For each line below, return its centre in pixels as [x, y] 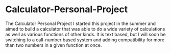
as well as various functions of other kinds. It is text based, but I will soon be [86, 34]
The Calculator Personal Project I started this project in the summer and [81, 23]
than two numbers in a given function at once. [54, 45]
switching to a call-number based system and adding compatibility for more [85, 40]
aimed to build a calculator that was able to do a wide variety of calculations [85, 29]
